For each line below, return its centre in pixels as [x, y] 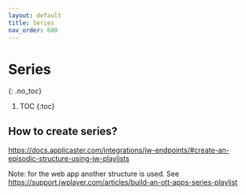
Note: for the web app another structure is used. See [94, 174]
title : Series [32, 23]
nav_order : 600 [33, 30]
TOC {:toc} [37, 107]
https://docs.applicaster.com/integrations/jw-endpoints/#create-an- [119, 150]
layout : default [35, 15]
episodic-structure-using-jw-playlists [69, 159]
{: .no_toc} [25, 91]
